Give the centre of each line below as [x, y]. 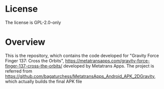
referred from [19, 71]
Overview [25, 42]
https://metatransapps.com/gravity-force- [108, 61]
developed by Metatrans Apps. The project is [109, 66]
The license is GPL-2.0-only [33, 22]
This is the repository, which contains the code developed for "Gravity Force [82, 55]
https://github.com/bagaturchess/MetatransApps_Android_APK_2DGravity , [80, 76]
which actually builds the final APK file [44, 81]
